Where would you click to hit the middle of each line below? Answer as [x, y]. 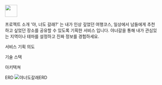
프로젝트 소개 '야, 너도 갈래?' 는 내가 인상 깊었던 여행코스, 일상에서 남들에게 [76, 24]
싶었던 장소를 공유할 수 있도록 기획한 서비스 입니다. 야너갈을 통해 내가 [79, 30]
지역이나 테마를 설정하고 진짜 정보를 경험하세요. [55, 36]
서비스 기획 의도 [20, 47]
